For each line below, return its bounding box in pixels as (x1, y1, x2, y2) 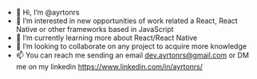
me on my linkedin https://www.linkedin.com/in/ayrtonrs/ (15, 62, 204, 71)
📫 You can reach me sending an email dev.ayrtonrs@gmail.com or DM (15, 50, 250, 60)
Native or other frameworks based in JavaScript (15, 25, 174, 34)
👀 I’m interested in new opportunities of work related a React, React (15, 16, 238, 26)
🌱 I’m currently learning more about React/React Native (15, 33, 198, 42)
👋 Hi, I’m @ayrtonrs (15, 8, 80, 17)
